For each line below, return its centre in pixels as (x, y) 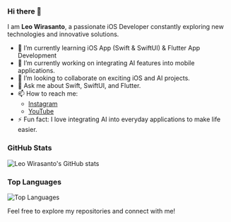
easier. (27, 130)
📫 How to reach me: (48, 94)
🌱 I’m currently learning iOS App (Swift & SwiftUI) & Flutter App (109, 48)
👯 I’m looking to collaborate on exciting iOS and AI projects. (104, 78)
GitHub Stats (30, 148)
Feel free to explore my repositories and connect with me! (91, 211)
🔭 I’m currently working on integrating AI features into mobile (106, 63)
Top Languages (35, 182)
